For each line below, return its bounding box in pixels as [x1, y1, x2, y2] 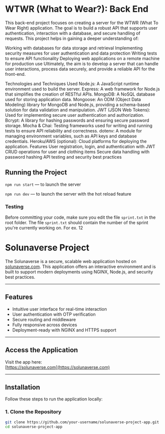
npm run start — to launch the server [5, 181, 81, 187]
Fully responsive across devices [12, 322, 78, 328]
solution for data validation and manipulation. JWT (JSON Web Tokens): [5, 107, 151, 113]
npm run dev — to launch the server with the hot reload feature [5, 191, 132, 197]
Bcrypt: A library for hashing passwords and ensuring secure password [5, 117, 150, 123]
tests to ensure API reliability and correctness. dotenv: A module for [5, 128, 142, 134]
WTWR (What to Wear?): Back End [5, 3, 149, 15]
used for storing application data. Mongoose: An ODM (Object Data [5, 96, 141, 102]
